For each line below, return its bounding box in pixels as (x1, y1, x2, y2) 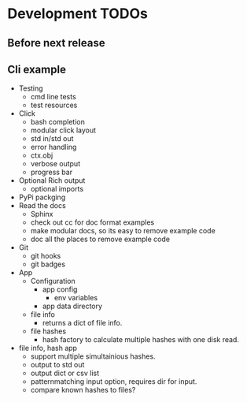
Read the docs (18, 201, 66, 210)
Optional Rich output (18, 176, 86, 185)
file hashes (30, 326, 67, 336)
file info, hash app (18, 344, 78, 353)
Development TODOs (7, 5, 149, 23)
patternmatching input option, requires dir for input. (30, 377, 197, 386)
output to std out (30, 360, 85, 370)
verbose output (30, 159, 80, 169)
